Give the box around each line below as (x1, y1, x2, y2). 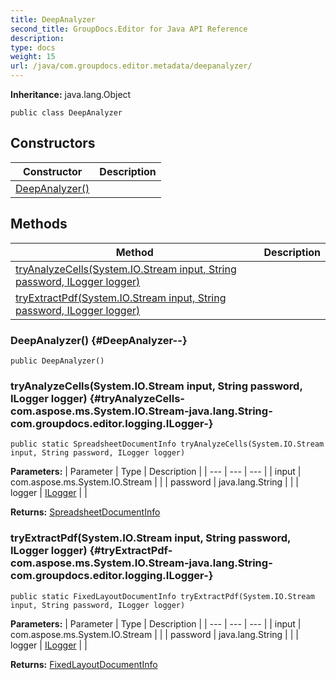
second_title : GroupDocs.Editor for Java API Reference (10, 24, 248, 34)
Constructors (10, 135, 96, 152)
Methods (10, 216, 68, 233)
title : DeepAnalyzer (10, 14, 97, 25)
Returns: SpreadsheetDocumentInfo (10, 506, 161, 518)
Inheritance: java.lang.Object (10, 89, 132, 100)
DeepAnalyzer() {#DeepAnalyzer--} (10, 333, 188, 347)
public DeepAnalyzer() (10, 356, 105, 366)
